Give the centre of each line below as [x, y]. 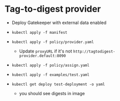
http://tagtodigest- [94, 51]
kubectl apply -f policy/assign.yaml [51, 65]
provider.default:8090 [42, 56]
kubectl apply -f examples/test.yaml [51, 75]
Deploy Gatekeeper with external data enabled [59, 23]
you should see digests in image [52, 93]
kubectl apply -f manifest [40, 32]
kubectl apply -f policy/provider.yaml [53, 42]
